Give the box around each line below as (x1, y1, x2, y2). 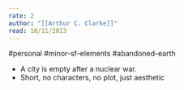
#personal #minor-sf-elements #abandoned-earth (8, 49, 176, 59)
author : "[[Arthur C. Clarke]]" (8, 19, 118, 27)
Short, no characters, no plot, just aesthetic (19, 73, 165, 83)
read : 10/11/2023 (8, 27, 67, 35)
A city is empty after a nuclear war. (19, 64, 138, 74)
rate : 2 (8, 11, 35, 20)
